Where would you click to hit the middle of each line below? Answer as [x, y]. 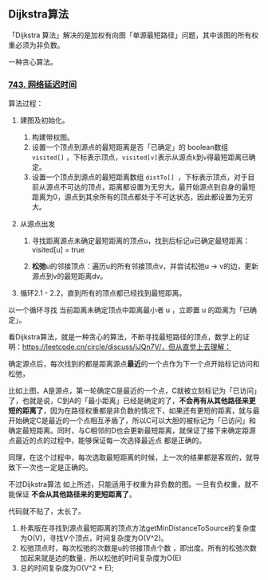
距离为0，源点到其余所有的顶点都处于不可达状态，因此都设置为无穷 [142, 197]
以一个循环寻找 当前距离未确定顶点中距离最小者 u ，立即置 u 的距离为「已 [129, 310]
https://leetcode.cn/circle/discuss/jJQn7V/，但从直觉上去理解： [127, 347]
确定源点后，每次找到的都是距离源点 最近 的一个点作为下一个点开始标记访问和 [134, 364]
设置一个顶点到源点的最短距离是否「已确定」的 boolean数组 [130, 147]
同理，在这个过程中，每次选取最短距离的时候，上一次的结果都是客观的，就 [130, 457]
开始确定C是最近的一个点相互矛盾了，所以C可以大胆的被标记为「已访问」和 [132, 421]
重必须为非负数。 [36, 45]
